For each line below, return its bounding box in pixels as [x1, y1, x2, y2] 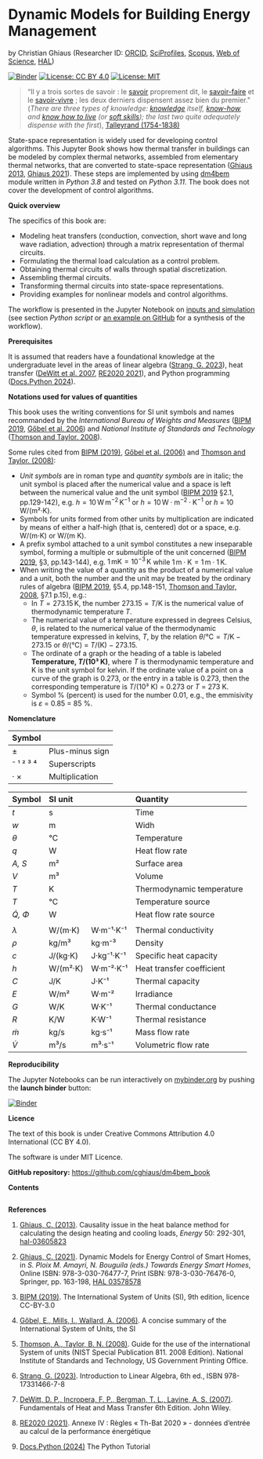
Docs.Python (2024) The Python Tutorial [19, 1442, 151, 1451]
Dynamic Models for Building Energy [8, 5, 250, 24]
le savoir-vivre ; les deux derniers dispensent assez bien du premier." [27, 95, 250, 104]
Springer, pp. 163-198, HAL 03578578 [19, 1277, 142, 1286]
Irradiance [135, 989, 174, 1000]
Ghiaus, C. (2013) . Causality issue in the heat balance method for [19, 1220, 229, 1230]
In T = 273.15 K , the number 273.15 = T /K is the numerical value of [31, 599, 244, 608]
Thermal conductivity [135, 925, 214, 936]
